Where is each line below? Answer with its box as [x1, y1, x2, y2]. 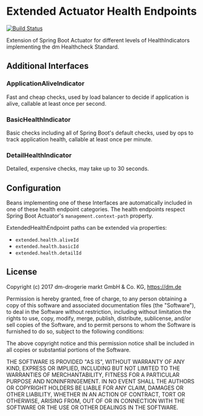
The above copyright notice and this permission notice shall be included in [6, 339, 194, 347]
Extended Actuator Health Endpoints [6, 4, 197, 18]
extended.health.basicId [15, 244, 79, 250]
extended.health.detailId [15, 250, 82, 256]
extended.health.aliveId [15, 237, 79, 243]
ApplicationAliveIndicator [6, 79, 85, 88]
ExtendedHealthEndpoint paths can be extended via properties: [6, 224, 167, 232]
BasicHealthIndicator [6, 115, 71, 124]
